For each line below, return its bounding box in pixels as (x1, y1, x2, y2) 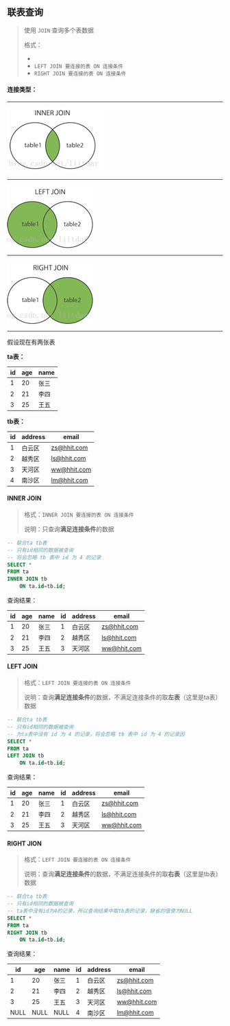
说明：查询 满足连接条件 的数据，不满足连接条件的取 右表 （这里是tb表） (23, 870, 222, 878)
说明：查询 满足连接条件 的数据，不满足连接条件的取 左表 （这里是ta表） (23, 693, 222, 701)
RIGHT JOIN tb (7, 929, 48, 936)
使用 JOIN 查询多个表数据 (23, 26, 94, 34)
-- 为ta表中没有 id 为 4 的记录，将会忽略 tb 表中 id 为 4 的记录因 (7, 730, 185, 738)
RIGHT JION (7, 839, 42, 848)
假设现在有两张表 (7, 338, 55, 347)
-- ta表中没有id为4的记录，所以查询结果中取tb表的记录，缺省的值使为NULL (7, 907, 193, 914)
